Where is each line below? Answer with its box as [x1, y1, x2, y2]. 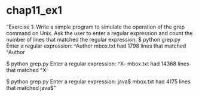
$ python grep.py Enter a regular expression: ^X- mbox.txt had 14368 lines [6, 60, 189, 67]
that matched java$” [6, 84, 56, 91]
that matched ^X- [6, 66, 49, 73]
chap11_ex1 [6, 4, 63, 17]
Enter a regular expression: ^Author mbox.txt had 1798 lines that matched [6, 42, 186, 49]
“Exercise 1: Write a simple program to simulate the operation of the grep [6, 23, 185, 30]
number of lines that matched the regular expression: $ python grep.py [6, 36, 181, 43]
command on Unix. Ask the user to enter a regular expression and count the [6, 29, 193, 36]
